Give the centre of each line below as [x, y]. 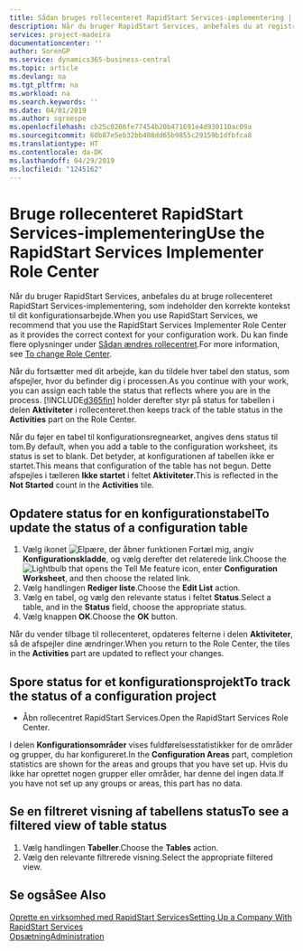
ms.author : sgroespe [48, 118]
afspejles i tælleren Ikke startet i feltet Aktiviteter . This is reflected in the [144, 475]
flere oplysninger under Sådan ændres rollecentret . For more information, [145, 344]
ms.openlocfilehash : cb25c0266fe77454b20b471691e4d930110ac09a [131, 127]
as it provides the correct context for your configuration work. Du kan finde [149, 334]
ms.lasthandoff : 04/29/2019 [62, 160]
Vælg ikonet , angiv [138, 550]
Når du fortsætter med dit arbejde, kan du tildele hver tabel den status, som [150, 372]
